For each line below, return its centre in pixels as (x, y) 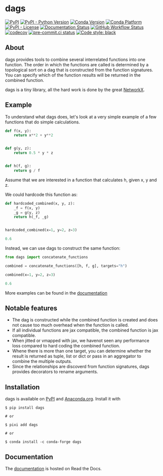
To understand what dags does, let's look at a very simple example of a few (81, 117)
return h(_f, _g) (31, 217)
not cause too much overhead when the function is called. (70, 325)
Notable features (31, 308)
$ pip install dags (25, 408)
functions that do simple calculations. (43, 122)
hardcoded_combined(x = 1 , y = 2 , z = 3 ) (41, 230)
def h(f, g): (18, 166)
